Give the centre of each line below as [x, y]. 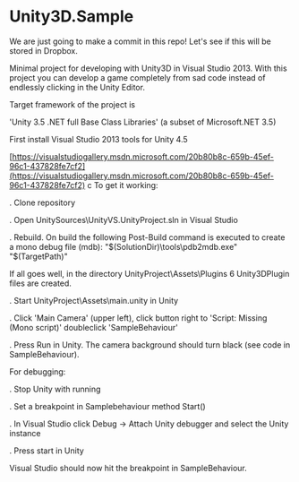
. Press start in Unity [47, 451]
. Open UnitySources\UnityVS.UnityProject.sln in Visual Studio [124, 219]
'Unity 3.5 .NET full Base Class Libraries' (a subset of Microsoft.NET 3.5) [143, 122]
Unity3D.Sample [72, 17]
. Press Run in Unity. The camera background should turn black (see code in [150, 344]
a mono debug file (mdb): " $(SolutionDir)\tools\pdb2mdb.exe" [124, 246]
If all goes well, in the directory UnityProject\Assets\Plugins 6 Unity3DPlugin [149, 273]
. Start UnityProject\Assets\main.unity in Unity [94, 300]
